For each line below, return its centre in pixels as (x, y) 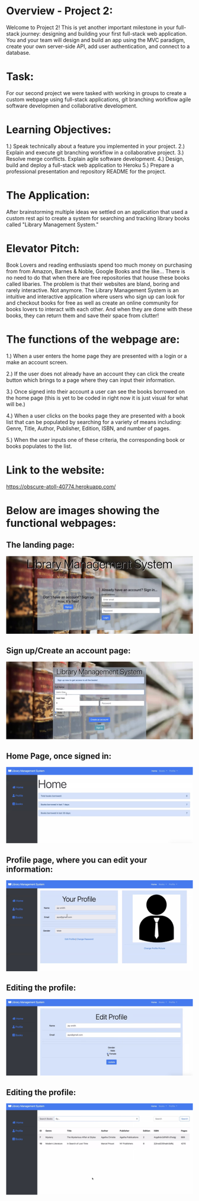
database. (18, 52)
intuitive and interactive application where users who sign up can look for (95, 296)
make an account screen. (37, 362)
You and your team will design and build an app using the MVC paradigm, (96, 40)
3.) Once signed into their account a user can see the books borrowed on (96, 391)
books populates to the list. (39, 446)
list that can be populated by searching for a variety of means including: (94, 422)
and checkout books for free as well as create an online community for (92, 303)
